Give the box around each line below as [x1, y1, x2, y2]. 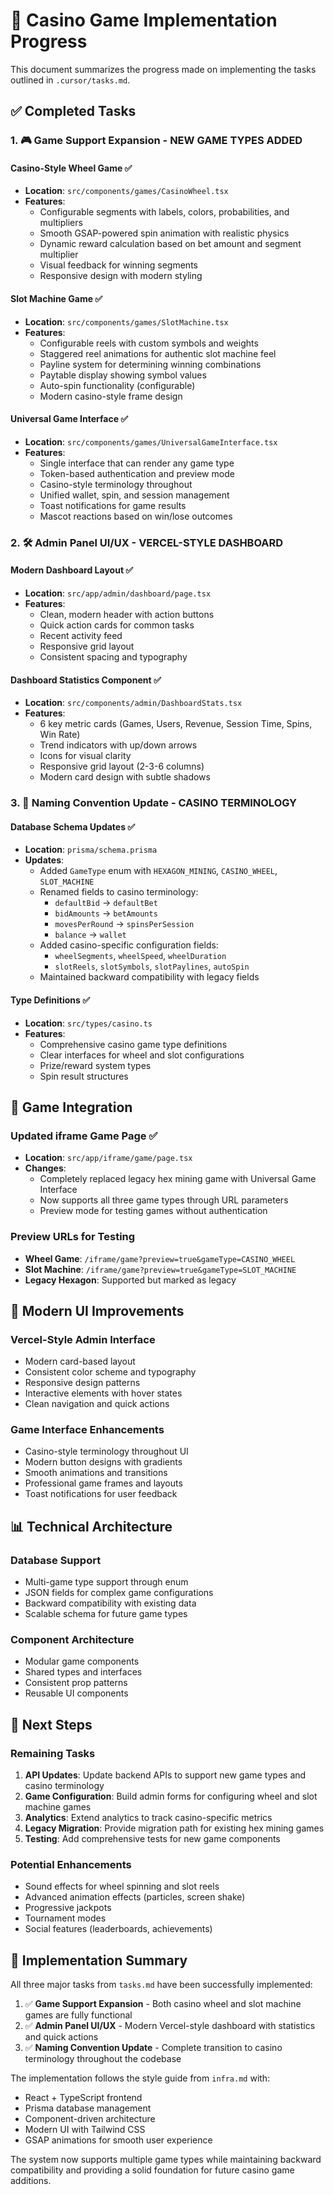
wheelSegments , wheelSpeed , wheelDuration [54, 950, 227, 962]
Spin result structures [39, 1070, 129, 1082]
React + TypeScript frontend [24, 2092, 143, 2104]
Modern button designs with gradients [24, 1456, 183, 1468]
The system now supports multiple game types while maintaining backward [10, 2154, 322, 2166]
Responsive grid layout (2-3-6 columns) [39, 760, 205, 773]
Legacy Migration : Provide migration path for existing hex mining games [24, 1822, 325, 1834]
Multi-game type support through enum [24, 1576, 189, 1588]
